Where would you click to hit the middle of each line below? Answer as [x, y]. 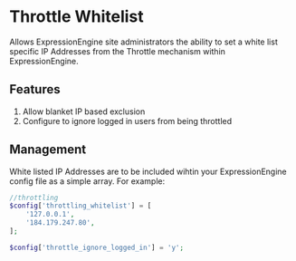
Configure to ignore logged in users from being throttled [127, 121]
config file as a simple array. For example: [87, 181]
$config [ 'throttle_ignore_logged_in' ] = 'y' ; [96, 247]
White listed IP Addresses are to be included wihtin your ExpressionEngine [148, 171]
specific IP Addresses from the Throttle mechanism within [118, 51]
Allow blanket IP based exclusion [84, 111]
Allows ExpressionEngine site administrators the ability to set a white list [143, 42]
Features [35, 89]
